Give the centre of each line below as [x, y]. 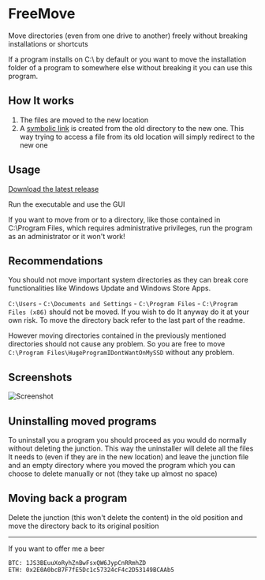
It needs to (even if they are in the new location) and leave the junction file [129, 457]
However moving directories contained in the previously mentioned [117, 335]
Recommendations [56, 261]
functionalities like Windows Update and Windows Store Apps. [110, 288]
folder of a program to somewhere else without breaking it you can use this [130, 67]
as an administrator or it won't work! [67, 236]
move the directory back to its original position [84, 526]
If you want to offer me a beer [56, 548]
